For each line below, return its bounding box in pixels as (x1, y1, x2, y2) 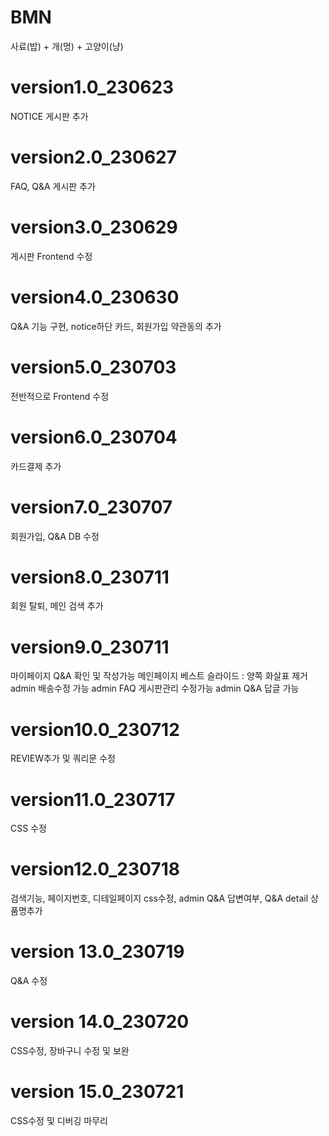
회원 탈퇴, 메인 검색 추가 (10, 600, 104, 612)
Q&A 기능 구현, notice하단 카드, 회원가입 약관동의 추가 (10, 320, 222, 332)
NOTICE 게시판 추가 (10, 110, 89, 122)
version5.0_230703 (10, 356, 177, 378)
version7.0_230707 (10, 496, 173, 518)
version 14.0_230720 (10, 1011, 190, 1033)
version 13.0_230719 (10, 941, 185, 963)
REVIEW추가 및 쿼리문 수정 (10, 752, 116, 765)
